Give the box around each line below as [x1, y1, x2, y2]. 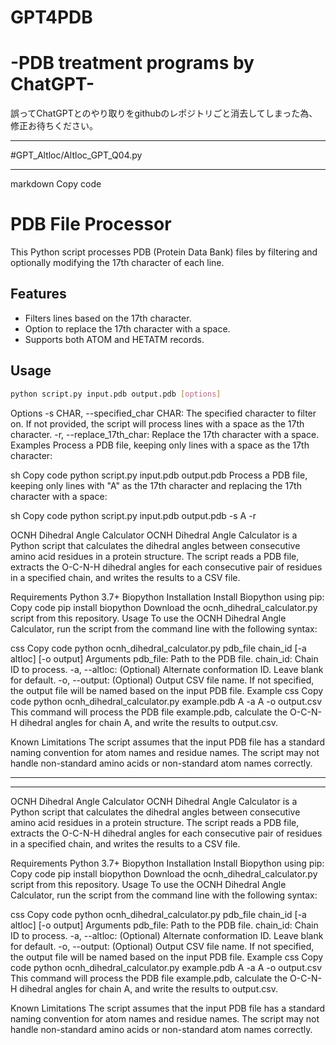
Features [10, 286, 67, 303]
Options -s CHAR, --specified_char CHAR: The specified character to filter [10, 407, 317, 419]
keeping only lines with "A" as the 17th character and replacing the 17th [10, 479, 302, 491]
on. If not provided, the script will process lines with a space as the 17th [10, 417, 305, 430]
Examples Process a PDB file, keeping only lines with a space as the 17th [10, 439, 310, 451]
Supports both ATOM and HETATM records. [24, 333, 205, 345]
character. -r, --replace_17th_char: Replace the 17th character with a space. [10, 428, 320, 440]
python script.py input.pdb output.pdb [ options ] [10, 389, 222, 399]
